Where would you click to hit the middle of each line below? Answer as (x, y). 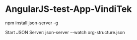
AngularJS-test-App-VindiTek (68, 9)
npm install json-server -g (32, 23)
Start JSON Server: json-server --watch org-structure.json (65, 32)
